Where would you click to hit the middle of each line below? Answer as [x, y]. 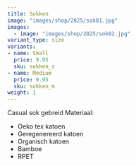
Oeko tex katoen [41, 126]
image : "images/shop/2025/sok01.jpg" [63, 20]
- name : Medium [30, 73]
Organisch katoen [43, 141]
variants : [22, 47]
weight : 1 [22, 93]
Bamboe [30, 149]
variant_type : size [36, 40]
